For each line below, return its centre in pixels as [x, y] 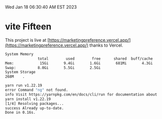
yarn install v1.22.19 [28, 99]
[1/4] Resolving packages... [34, 103]
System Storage [20, 72]
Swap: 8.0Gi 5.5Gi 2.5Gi [53, 68]
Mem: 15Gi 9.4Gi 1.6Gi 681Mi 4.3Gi [79, 63]
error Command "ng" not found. [37, 90]
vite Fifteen [28, 27]
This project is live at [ [27, 40]
